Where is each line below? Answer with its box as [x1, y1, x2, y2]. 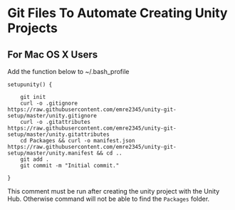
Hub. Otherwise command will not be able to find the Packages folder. [7, 194, 210, 203]
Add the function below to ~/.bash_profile [7, 68, 130, 75]
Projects [7, 20, 58, 36]
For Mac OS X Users [7, 48, 98, 61]
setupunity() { [7, 81, 53, 88]
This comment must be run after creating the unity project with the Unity [7, 187, 220, 195]
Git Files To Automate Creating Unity [7, 5, 228, 21]
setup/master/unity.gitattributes [7, 131, 110, 138]
